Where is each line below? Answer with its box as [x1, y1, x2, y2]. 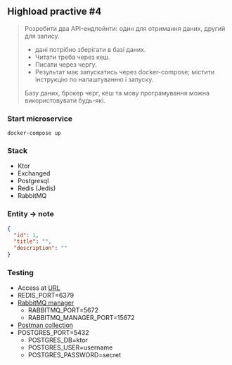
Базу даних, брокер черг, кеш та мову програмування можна [24, 88, 210, 97]
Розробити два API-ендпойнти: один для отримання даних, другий [24, 24, 226, 32]
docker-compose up [7, 130, 61, 137]
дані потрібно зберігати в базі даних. [34, 45, 146, 53]
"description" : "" [13, 245, 68, 252]
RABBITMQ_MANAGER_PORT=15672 [27, 314, 135, 322]
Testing [7, 268, 34, 277]
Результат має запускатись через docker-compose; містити [34, 67, 215, 76]
